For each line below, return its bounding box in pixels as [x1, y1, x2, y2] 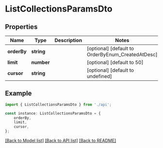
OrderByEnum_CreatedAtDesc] [86, 51, 158, 58]
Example [5, 89, 32, 98]
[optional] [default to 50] [86, 59, 144, 66]
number [31, 59, 50, 66]
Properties [5, 23, 38, 31]
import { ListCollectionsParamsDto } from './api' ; [5, 102, 112, 107]
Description [54, 37, 82, 44]
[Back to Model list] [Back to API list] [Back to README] [5, 138, 116, 144]
